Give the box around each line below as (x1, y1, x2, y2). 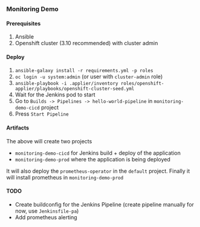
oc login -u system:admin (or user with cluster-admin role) (15, 73, 163, 80)
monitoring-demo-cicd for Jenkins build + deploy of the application (15, 149, 181, 157)
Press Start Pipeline (15, 110, 69, 117)
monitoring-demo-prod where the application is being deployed (15, 155, 171, 163)
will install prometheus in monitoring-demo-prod (6, 173, 124, 181)
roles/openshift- (120, 81, 164, 87)
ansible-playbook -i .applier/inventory (15, 81, 118, 87)
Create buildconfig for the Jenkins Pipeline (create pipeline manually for (15, 201, 195, 208)
